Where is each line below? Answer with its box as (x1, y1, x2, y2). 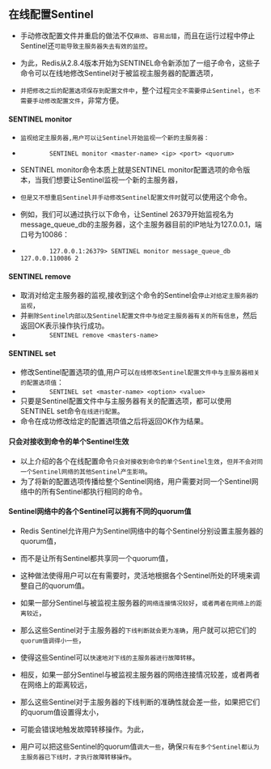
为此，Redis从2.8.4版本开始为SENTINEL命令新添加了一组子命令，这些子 (19, 57, 260, 67)
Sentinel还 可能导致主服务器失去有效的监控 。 (19, 40, 152, 50)
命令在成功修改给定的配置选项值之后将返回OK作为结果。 (19, 416, 208, 427)
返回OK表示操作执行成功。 (19, 321, 109, 330)
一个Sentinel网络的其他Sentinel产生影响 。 (19, 466, 152, 476)
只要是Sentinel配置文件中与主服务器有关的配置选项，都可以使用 (19, 396, 232, 406)
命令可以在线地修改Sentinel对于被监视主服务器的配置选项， (19, 68, 218, 78)
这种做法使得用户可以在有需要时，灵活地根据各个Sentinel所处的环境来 (19, 570, 253, 580)
